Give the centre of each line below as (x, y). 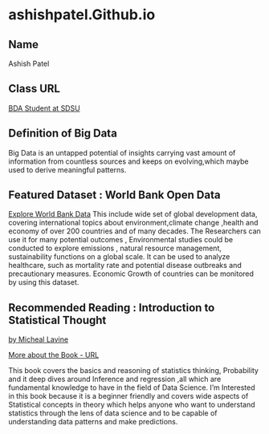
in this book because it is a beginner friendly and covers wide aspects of (128, 396)
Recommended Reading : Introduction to (112, 308)
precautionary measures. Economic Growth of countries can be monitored (131, 274)
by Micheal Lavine (39, 339)
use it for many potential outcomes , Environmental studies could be (121, 240)
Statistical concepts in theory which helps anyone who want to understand (132, 405)
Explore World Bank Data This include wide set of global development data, (133, 214)
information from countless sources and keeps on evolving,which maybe (128, 161)
